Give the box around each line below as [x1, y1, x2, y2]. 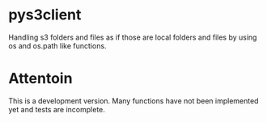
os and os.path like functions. [8, 40, 107, 50]
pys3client [8, 6, 82, 24]
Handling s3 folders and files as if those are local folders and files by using [8, 32, 257, 42]
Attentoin [8, 69, 73, 88]
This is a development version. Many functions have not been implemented [8, 95, 259, 106]
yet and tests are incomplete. [8, 104, 105, 114]
